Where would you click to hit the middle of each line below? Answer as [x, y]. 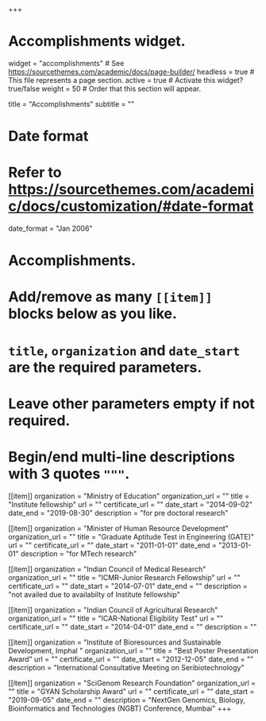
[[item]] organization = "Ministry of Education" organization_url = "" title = [129, 496]
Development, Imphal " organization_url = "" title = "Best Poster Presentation [133, 650]
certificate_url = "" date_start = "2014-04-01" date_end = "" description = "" [133, 626]
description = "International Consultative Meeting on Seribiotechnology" [126, 667]
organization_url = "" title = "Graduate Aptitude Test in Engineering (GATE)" [131, 536]
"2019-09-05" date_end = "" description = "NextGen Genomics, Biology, [127, 700]
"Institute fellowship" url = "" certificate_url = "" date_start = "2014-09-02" [130, 504]
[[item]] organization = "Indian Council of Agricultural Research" [113, 610]
